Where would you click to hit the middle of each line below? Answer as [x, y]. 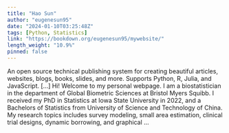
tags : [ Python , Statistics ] [47, 33]
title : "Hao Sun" [32, 13]
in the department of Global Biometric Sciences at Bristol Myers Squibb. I [111, 93]
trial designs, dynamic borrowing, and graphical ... [78, 122]
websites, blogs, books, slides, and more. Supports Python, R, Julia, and [109, 78]
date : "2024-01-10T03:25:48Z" [51, 26]
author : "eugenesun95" [40, 20]
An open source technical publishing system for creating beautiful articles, [113, 71]
